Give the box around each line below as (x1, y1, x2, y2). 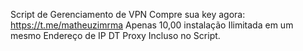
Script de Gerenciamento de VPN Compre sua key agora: (10, 9, 246, 20)
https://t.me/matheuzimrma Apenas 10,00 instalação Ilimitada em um (10, 19, 294, 31)
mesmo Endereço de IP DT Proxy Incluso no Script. (10, 30, 221, 41)
